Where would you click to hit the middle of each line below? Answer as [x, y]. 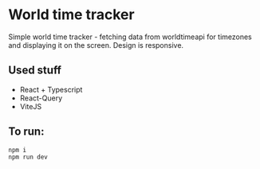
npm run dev [28, 157]
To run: [26, 132]
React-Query [41, 98]
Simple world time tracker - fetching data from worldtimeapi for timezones [130, 37]
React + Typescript [51, 89]
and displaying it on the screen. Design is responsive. [96, 45]
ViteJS [31, 106]
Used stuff [35, 71]
